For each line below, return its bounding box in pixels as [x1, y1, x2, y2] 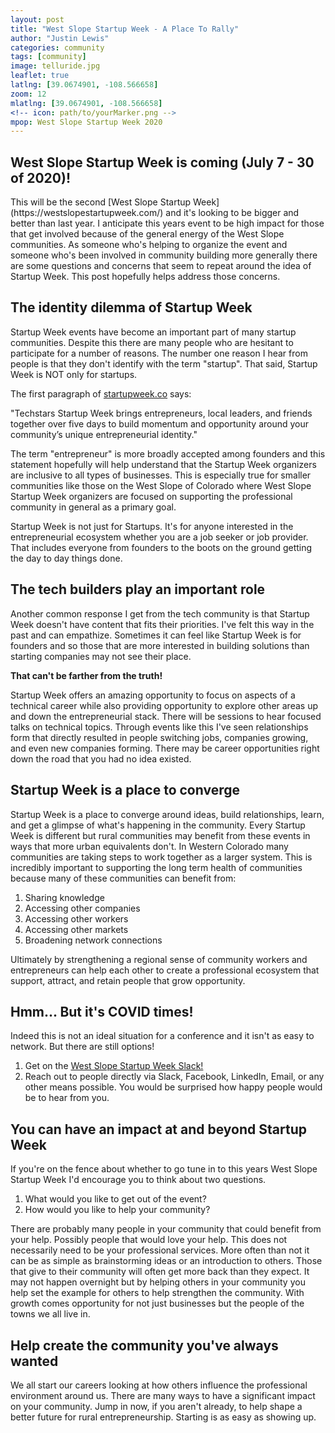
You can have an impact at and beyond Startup [10, 1121, 307, 1138]
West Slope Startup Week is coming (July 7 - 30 [10, 154, 315, 171]
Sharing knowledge [24, 891, 105, 903]
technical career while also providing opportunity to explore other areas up [10, 699, 318, 711]
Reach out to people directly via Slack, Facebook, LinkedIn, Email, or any [24, 1071, 325, 1083]
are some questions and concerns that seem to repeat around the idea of [10, 260, 312, 272]
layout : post [10, 14, 65, 25]
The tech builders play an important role [10, 581, 266, 598]
